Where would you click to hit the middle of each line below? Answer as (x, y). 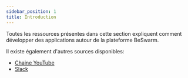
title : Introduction (31, 17)
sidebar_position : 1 (31, 11)
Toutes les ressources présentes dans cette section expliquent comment (94, 33)
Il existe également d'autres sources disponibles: (65, 51)
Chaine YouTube (34, 63)
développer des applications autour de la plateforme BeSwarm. (83, 40)
